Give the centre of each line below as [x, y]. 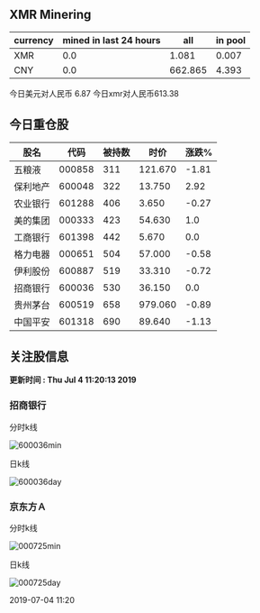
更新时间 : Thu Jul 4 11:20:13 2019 [73, 380]
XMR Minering [50, 15]
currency [34, 40]
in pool [230, 40]
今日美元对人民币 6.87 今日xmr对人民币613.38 [94, 93]
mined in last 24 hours [112, 40]
